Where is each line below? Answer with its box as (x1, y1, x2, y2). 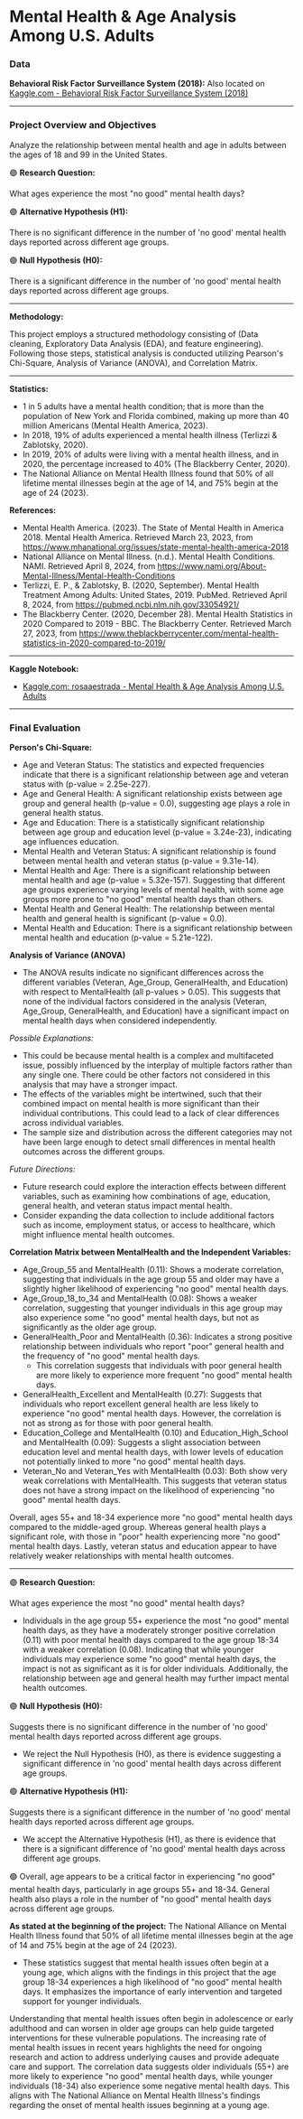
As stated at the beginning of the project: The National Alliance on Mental (9, 1921, 287, 1932)
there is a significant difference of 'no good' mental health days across (22, 1844, 286, 1854)
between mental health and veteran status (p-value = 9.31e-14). (22, 855, 260, 866)
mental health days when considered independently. (22, 1015, 218, 1026)
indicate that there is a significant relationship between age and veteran (22, 770, 289, 780)
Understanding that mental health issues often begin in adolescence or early (9, 2013, 294, 2024)
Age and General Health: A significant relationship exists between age (22, 789, 282, 799)
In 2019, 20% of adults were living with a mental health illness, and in (22, 449, 280, 460)
